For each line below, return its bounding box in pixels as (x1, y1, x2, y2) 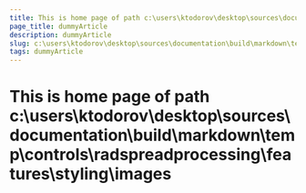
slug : (9, 38, 30, 48)
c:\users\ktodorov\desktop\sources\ (9, 106, 291, 127)
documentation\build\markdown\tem (9, 125, 296, 146)
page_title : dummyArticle (9, 22, 107, 31)
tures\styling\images (9, 164, 172, 185)
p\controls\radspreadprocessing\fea (9, 145, 292, 165)
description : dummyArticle (9, 30, 112, 39)
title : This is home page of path (9, 13, 141, 23)
